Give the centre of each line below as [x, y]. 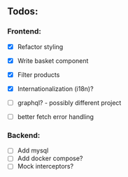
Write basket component [53, 61]
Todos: [23, 12]
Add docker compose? [50, 158]
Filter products [38, 75]
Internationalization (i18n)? [55, 88]
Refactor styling [40, 47]
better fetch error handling [56, 117]
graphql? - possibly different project [69, 102]
